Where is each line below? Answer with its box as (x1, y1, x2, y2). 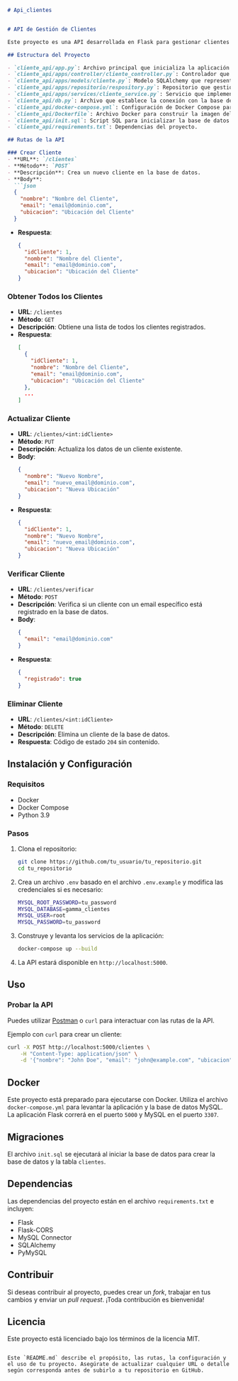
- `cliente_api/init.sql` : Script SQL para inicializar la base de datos (7, 117, 230, 124)
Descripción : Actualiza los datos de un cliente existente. (17, 444, 183, 454)
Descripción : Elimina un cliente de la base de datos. (17, 730, 170, 738)
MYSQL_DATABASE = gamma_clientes (17, 905, 110, 912)
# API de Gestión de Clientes (7, 26, 97, 33)
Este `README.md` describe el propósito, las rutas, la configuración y (7, 1355, 227, 1362)
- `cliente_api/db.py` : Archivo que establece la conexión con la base (7, 97, 223, 104)
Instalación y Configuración (7, 758, 132, 770)
